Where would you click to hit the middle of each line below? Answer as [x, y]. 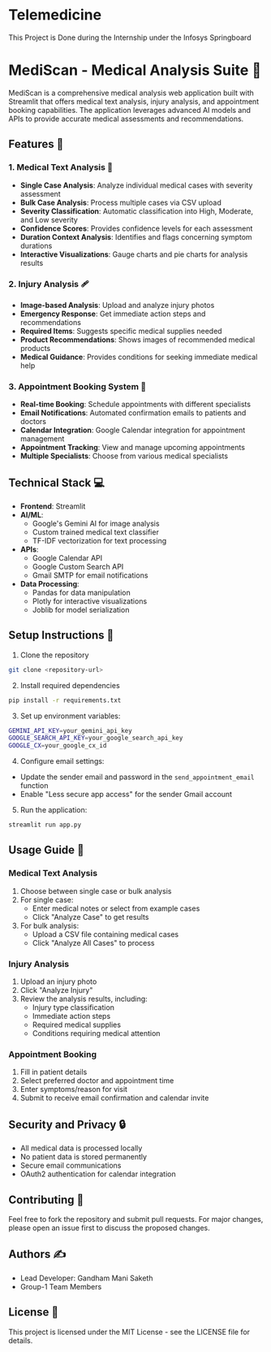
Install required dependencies [70, 685]
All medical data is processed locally [81, 1148]
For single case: [47, 899]
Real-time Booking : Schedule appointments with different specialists [135, 405]
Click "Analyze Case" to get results [90, 916]
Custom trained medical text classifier [96, 532]
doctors [33, 422]
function [34, 786]
